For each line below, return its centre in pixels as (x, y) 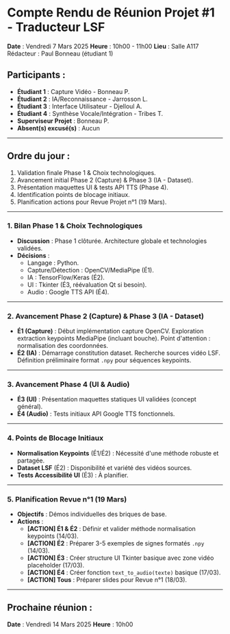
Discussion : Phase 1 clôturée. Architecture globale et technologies (112, 241)
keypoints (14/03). (53, 536)
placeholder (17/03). (55, 565)
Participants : (36, 75)
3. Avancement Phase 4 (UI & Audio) (68, 384)
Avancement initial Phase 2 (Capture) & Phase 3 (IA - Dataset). (105, 180)
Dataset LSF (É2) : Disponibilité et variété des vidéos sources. (104, 467)
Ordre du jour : (39, 156)
